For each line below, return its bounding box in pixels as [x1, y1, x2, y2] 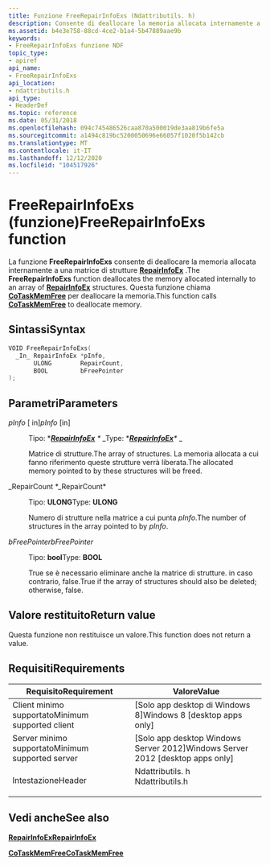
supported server [12, 752, 78, 764]
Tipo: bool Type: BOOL [28, 553, 103, 562]
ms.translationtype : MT [8, 138, 88, 147]
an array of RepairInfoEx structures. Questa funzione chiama [8, 282, 211, 292]
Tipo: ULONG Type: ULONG [28, 497, 118, 507]
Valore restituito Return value [8, 608, 156, 622]
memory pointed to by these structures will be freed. [28, 466, 202, 476]
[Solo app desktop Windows [134, 732, 242, 743]
